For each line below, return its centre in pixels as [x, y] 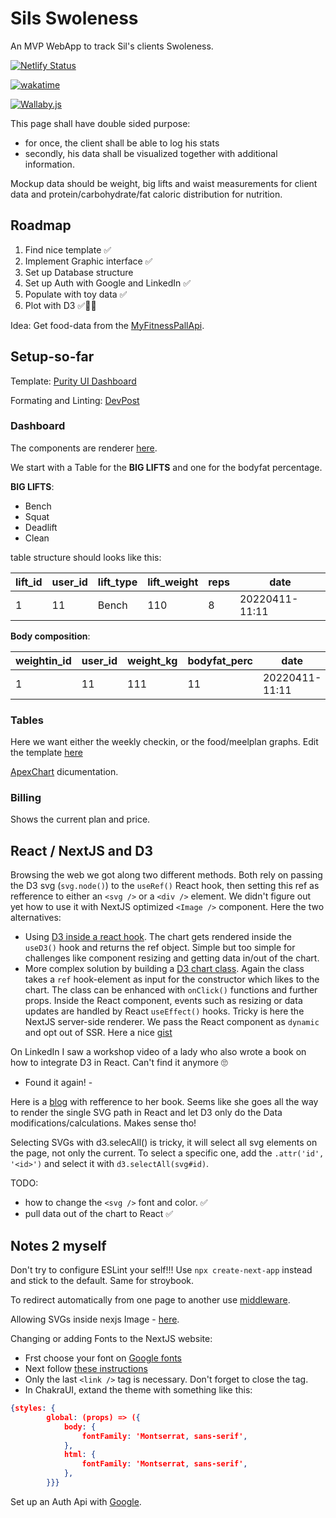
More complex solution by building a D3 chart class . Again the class [164, 969]
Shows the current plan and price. [80, 819]
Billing [26, 798]
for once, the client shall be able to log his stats [122, 143]
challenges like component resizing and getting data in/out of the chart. [172, 958]
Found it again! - [58, 1083]
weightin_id [43, 660]
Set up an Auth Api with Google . [76, 1501]
